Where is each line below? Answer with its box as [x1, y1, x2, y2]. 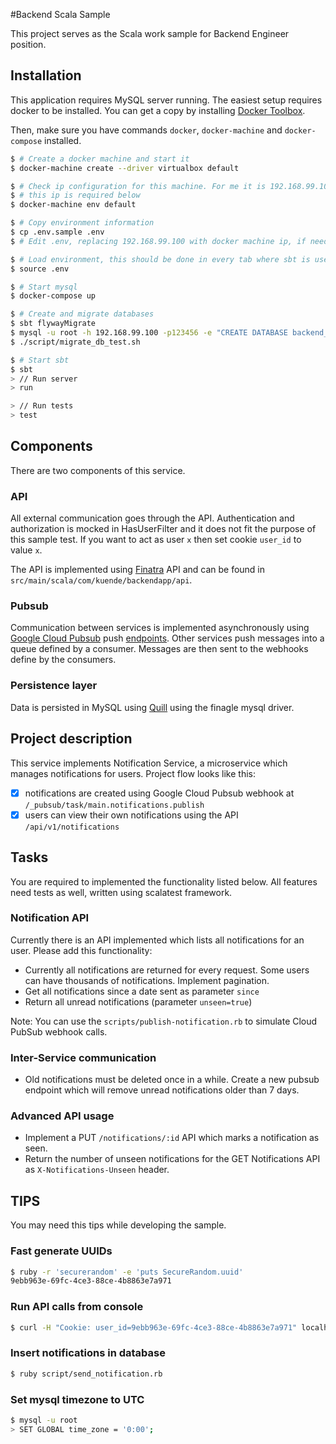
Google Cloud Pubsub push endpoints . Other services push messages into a [10, 632, 325, 644]
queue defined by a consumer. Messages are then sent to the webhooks [10, 643, 309, 655]
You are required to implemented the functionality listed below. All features [10, 875, 318, 888]
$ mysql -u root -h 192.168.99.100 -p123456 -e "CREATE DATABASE [10, 328, 288, 338]
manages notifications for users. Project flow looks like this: [10, 767, 256, 779]
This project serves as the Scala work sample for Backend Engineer [10, 28, 290, 39]
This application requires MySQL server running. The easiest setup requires [10, 94, 323, 106]
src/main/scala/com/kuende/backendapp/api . [10, 574, 193, 586]
